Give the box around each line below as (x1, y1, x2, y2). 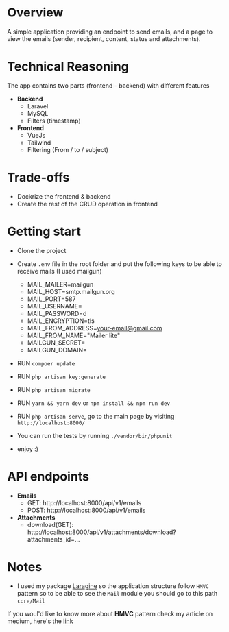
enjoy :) (16, 444, 39, 453)
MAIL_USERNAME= (27, 302, 82, 310)
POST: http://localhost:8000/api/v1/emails (27, 506, 146, 514)
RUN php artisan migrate (16, 385, 91, 393)
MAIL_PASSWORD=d (27, 309, 87, 317)
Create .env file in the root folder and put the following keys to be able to (16, 259, 223, 268)
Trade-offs (7, 170, 70, 186)
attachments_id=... (27, 535, 80, 543)
